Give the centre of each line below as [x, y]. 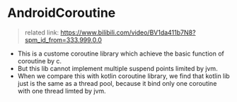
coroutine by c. [40, 60]
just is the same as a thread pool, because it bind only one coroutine [117, 83]
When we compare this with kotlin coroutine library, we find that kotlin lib [123, 76]
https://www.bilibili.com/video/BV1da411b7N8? [128, 32]
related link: [42, 32]
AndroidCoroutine [62, 13]
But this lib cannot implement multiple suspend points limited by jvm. [117, 68]
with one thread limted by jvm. [62, 91]
